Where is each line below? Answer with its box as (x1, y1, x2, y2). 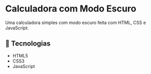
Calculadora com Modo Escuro (5, 3, 137, 14)
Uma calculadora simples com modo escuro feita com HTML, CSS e (5, 19, 146, 25)
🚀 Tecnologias (5, 39, 51, 48)
